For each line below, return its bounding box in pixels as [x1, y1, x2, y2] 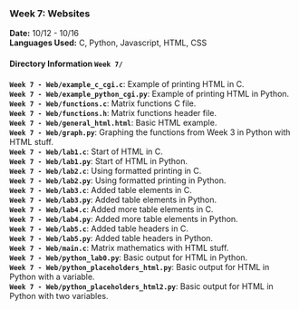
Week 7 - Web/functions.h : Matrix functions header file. [9, 107, 217, 118]
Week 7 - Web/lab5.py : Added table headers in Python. [9, 232, 214, 243]
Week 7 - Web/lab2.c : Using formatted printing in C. [9, 165, 202, 176]
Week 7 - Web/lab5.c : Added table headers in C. [9, 223, 188, 234]
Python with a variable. [9, 271, 95, 282]
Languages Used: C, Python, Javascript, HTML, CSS [9, 37, 207, 48]
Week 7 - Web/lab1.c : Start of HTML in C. [9, 146, 163, 157]
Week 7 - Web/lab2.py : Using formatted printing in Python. [9, 175, 227, 186]
